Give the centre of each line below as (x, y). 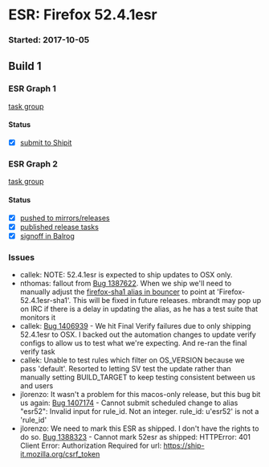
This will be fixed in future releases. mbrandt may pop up (167, 301)
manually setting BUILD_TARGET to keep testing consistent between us (137, 377)
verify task (37, 352)
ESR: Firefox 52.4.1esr (83, 15)
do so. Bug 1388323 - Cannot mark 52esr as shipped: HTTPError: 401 (135, 437)
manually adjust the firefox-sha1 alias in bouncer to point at (117, 292)
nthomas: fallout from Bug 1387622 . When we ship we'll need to (126, 284)
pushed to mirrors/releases (65, 218)
